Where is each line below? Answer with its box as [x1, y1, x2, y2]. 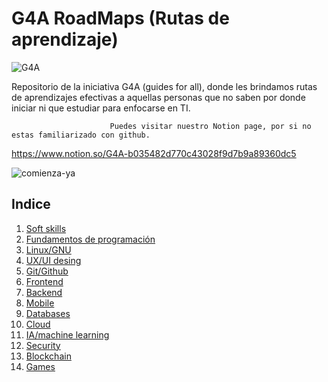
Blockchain [25, 350, 72, 362]
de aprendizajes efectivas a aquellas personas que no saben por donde [11, 91, 306, 103]
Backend [25, 286, 63, 298]
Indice [11, 196, 51, 213]
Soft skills [25, 222, 67, 234]
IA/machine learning [25, 328, 110, 341]
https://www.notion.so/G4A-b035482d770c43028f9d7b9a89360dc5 [11, 147, 297, 159]
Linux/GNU [25, 243, 72, 256]
